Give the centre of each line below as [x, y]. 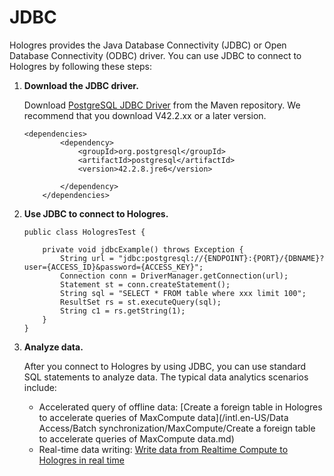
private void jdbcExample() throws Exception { [143, 249]
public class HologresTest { [84, 232]
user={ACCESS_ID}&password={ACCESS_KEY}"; [113, 267]
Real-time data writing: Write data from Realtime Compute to [163, 449]
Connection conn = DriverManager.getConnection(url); [174, 276]
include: [40, 387]
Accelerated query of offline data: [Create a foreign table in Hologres [180, 407]
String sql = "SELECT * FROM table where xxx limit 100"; [183, 293]
